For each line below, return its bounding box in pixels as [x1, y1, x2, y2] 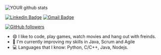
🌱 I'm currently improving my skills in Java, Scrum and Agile [12, 39, 135, 45]
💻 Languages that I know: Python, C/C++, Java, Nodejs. [12, 45, 128, 50]
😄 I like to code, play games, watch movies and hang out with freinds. [12, 34, 157, 39]
